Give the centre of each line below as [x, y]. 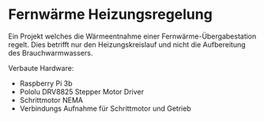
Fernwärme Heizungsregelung [111, 15]
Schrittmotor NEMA [51, 100]
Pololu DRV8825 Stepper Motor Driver [82, 91]
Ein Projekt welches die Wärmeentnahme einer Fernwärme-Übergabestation [132, 36]
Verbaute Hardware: [41, 68]
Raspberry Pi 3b [46, 83]
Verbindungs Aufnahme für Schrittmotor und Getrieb [105, 108]
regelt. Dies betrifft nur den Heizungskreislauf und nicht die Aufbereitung [127, 44]
